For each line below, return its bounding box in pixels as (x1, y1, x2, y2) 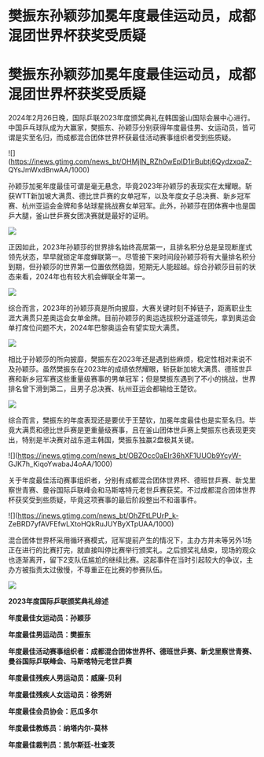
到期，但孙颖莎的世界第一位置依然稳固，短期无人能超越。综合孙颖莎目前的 (8, 262, 249, 271)
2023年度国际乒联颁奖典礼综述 (8, 596, 109, 606)
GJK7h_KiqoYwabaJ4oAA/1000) (8, 460, 113, 469)
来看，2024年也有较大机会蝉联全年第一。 (14, 272, 149, 282)
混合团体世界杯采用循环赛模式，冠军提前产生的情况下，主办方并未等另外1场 (8, 536, 252, 545)
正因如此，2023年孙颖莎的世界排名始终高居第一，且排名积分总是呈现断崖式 (8, 242, 253, 252)
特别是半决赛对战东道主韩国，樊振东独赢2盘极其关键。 (21, 435, 199, 445)
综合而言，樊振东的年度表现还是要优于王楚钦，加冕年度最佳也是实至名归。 (8, 415, 249, 425)
